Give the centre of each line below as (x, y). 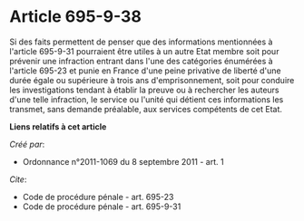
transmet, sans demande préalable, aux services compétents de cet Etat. (146, 109)
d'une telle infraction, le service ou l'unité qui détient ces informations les (147, 99)
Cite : (18, 179)
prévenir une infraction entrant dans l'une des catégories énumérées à (142, 61)
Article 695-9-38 (76, 17)
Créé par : (27, 144)
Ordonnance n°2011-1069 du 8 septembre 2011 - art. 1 (123, 161)
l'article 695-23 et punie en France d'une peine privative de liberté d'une (145, 71)
